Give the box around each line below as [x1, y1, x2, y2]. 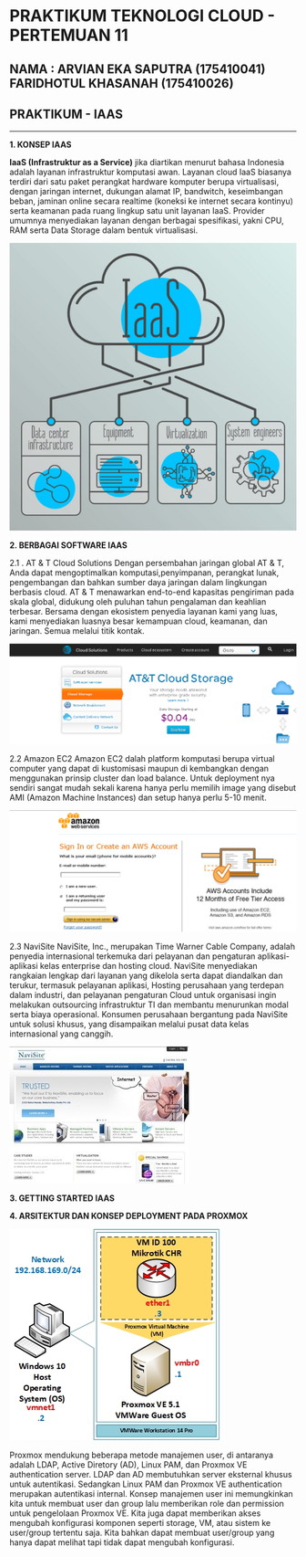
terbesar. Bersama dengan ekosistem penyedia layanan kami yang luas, [9, 606, 278, 617]
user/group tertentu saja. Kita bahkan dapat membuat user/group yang [9, 1527, 275, 1538]
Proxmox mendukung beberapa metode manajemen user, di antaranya [9, 1449, 274, 1460]
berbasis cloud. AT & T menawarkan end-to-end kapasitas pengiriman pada [9, 586, 294, 598]
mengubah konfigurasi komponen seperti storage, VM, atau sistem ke [9, 1517, 271, 1528]
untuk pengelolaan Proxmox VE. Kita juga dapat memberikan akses [9, 1508, 261, 1519]
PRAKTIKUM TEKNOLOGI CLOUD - [9, 5, 276, 26]
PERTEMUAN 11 [9, 25, 129, 46]
